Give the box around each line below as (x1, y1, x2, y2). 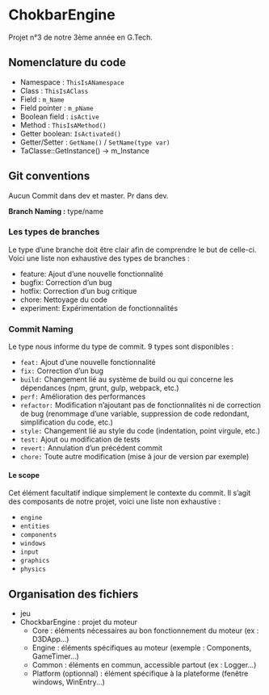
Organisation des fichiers (8, 587, 139, 601)
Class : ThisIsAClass (19, 86, 89, 95)
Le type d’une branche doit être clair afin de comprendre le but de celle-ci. (8, 245, 257, 254)
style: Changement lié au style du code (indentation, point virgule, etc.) (19, 426, 261, 436)
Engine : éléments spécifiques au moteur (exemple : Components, (32, 643, 252, 653)
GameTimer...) (32, 651, 79, 661)
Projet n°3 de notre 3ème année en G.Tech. (8, 32, 153, 42)
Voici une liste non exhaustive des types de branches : (8, 253, 190, 263)
